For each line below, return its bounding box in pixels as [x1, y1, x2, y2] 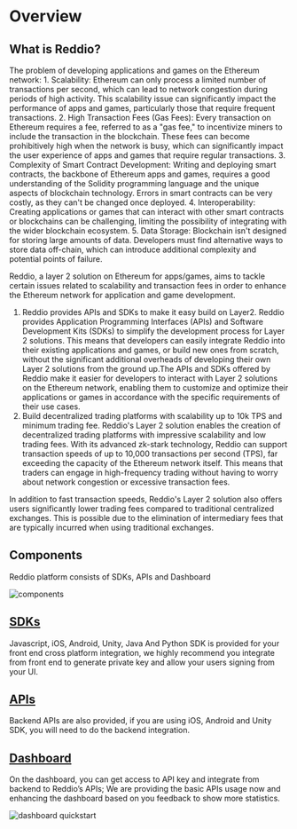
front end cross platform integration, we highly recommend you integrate [9, 647, 275, 658]
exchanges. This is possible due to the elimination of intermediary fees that [9, 513, 284, 523]
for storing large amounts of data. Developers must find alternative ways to [9, 235, 284, 245]
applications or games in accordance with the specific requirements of [21, 392, 281, 402]
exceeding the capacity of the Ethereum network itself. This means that [21, 458, 284, 468]
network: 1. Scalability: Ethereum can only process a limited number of [9, 75, 267, 85]
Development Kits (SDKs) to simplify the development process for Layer [21, 326, 285, 336]
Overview [9, 6, 82, 27]
